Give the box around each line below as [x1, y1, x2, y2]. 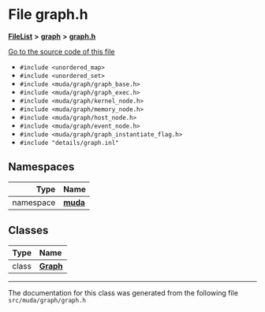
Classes [8, 224, 49, 237]
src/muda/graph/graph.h [8, 296, 87, 304]
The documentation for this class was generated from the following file [8, 288, 239, 297]
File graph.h [8, 6, 88, 24]
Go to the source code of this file [8, 46, 115, 56]
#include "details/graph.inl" [19, 139, 120, 147]
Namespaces [8, 160, 75, 174]
